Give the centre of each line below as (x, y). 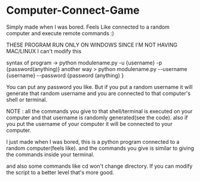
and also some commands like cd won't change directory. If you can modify (99, 166)
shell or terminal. (27, 100)
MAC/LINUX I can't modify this (44, 51)
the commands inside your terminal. (50, 154)
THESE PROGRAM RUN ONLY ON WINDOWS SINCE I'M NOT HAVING (92, 45)
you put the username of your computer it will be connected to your (90, 124)
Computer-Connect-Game (73, 10)
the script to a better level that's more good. (60, 172)
